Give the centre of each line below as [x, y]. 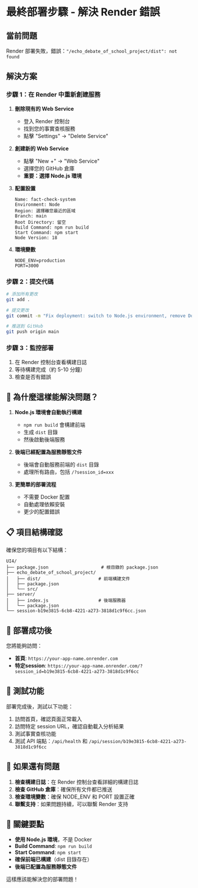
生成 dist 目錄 [41, 432]
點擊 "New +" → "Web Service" [62, 161]
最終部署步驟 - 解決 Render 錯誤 [83, 12]
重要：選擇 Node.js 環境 [52, 176]
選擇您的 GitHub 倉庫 [49, 168]
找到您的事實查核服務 [49, 128]
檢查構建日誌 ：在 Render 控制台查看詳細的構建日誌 [76, 782]
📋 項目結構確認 [34, 532]
